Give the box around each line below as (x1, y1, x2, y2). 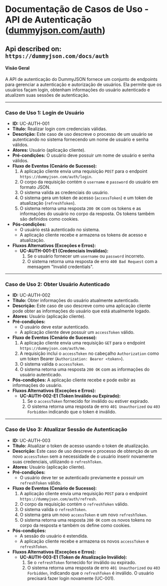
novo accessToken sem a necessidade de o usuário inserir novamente (12, 453, 154, 459)
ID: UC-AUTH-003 (12, 437, 51, 443)
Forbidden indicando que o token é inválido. (27, 409, 117, 415)
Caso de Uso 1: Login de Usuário (5, 109, 84, 116)
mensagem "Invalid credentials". (27, 264, 93, 270)
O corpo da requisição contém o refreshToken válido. (19, 501, 129, 507)
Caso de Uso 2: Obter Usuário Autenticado (5, 281, 110, 288)
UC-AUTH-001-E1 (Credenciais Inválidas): (19, 248, 108, 254)
